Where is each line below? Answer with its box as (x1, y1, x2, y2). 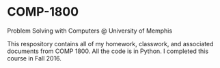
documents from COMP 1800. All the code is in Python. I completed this (7, 47, 209, 55)
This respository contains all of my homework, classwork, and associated (7, 39, 214, 48)
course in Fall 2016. (7, 54, 61, 62)
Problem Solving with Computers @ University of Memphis (7, 27, 173, 35)
